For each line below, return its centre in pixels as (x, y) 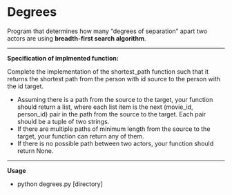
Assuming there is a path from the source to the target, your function (115, 99)
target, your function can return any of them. (80, 136)
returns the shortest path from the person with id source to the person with (114, 79)
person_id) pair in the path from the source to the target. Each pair (112, 114)
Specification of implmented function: (63, 58)
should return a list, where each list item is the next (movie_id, (105, 107)
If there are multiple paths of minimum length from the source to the (114, 129)
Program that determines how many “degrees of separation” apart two (107, 31)
